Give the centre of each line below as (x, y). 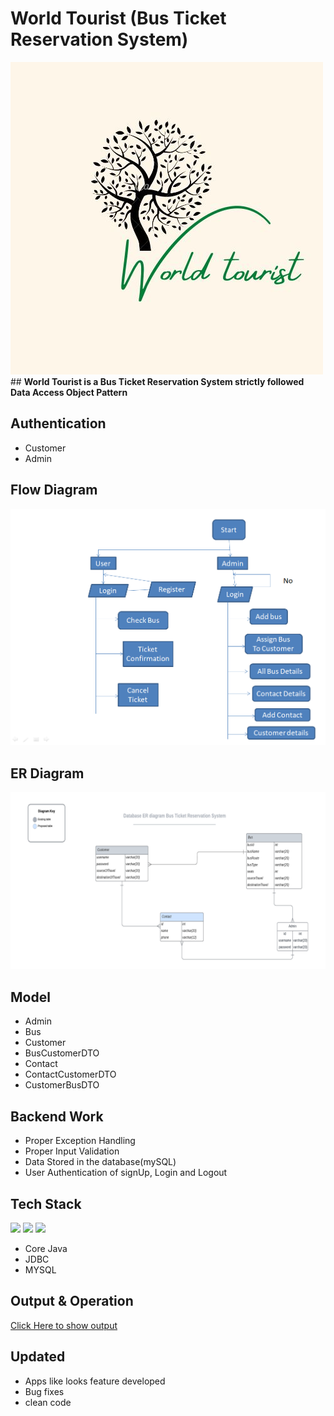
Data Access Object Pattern (69, 392)
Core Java (46, 1248)
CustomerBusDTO (62, 1085)
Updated (38, 1357)
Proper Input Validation (72, 1151)
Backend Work (57, 1116)
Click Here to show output (64, 1325)
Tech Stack (46, 1203)
